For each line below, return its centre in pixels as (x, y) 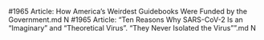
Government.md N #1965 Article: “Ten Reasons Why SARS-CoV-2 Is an (126, 20)
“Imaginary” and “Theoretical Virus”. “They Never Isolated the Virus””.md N (132, 28)
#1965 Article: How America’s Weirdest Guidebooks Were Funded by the (128, 11)
